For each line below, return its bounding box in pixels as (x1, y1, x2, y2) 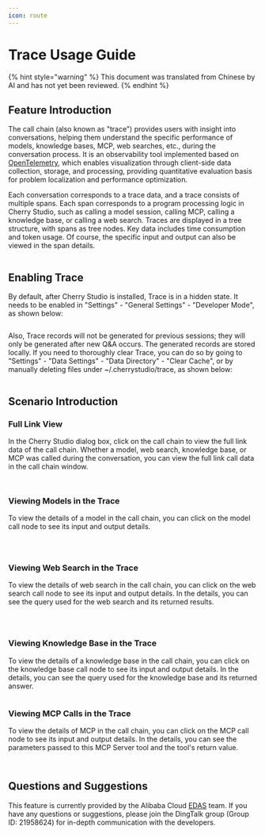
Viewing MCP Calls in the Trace (8, 707, 131, 718)
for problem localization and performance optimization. (8, 175, 188, 185)
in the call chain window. (8, 462, 89, 471)
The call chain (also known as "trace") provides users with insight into (8, 124, 237, 134)
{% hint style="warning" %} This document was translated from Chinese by (8, 72, 256, 82)
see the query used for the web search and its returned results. (8, 597, 214, 607)
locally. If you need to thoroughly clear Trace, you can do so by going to (8, 348, 243, 358)
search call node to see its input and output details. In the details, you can (8, 588, 248, 599)
